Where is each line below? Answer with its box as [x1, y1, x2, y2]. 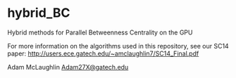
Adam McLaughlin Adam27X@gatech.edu [7, 63, 129, 71]
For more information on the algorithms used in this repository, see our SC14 [7, 41, 229, 50]
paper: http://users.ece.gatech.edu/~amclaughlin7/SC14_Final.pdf [7, 49, 199, 58]
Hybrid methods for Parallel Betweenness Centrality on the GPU [7, 28, 193, 37]
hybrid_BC [7, 5, 70, 21]
